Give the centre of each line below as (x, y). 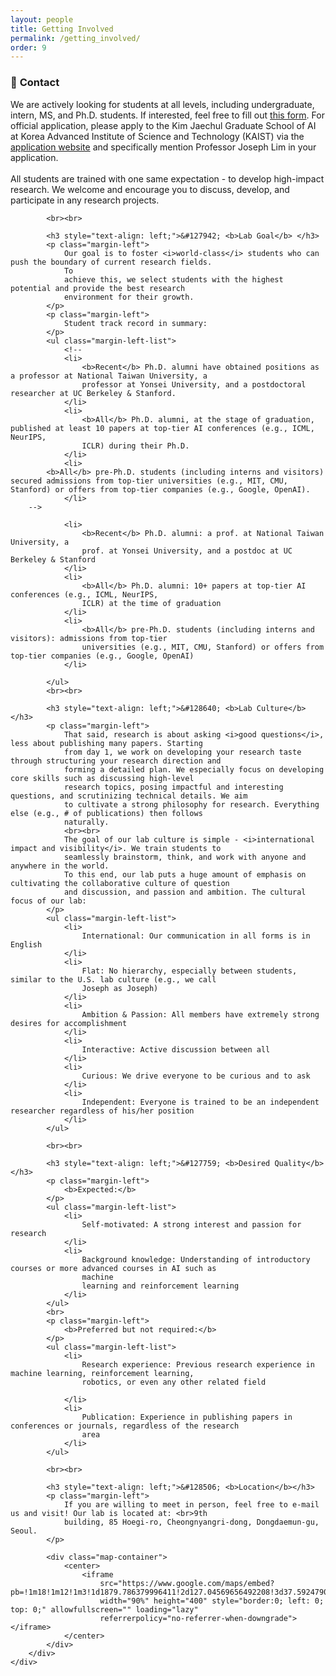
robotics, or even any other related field (174, 1382)
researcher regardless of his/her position (102, 1111)
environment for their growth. (129, 297)
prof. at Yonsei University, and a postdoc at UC (187, 551)
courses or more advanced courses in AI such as (113, 1268)
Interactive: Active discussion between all (176, 1049)
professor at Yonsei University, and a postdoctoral (194, 384)
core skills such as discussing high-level (102, 778)
